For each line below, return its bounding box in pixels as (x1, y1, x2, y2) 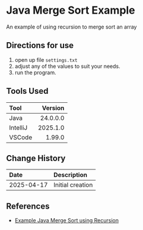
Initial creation (53, 181, 93, 189)
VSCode (9, 133, 33, 141)
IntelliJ (9, 123, 28, 131)
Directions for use (6, 40, 74, 51)
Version (42, 103, 65, 112)
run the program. (14, 69, 56, 76)
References (6, 201, 50, 211)
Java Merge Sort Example (6, 4, 135, 17)
